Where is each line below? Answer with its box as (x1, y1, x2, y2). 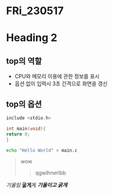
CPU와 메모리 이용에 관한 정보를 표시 (14, 73, 100, 80)
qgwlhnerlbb (35, 169, 67, 176)
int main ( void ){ (6, 126, 46, 131)
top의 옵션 (6, 99, 42, 109)
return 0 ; (6, 131, 31, 137)
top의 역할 (6, 56, 42, 66)
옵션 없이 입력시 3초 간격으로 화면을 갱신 (14, 80, 108, 87)
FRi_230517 (6, 4, 64, 18)
